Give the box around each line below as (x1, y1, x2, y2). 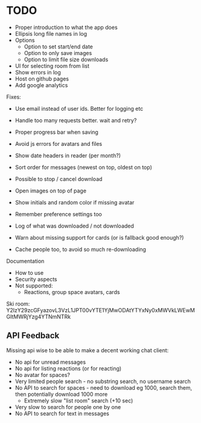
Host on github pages (14, 75, 69, 82)
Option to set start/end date (24, 43, 94, 50)
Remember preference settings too (14, 210, 103, 218)
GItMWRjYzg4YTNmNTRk (6, 313, 71, 320)
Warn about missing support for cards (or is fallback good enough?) (14, 234, 184, 241)
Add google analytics (14, 81, 68, 88)
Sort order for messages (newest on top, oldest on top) (14, 163, 153, 171)
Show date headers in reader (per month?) (14, 152, 121, 159)
